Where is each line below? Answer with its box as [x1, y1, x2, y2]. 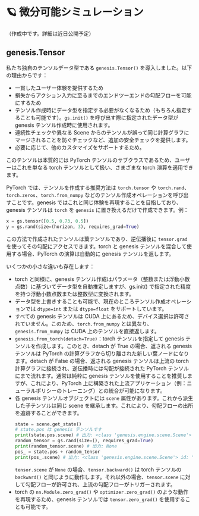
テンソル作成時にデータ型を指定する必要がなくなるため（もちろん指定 [14, 107, 187, 114]
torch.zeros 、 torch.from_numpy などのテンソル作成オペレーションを [6, 191, 173, 198]
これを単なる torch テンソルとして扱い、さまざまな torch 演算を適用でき [16, 164, 194, 171]
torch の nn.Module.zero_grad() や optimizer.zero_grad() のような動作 [14, 488, 189, 495]
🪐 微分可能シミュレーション [6, 5, 144, 19]
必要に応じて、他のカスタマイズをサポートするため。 [14, 143, 145, 151]
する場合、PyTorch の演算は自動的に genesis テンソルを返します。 [11, 250, 174, 257]
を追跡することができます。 [14, 409, 83, 417]
